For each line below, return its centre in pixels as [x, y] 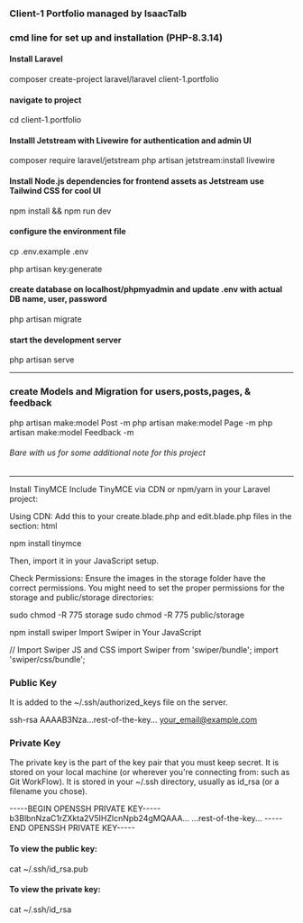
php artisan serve [42, 360]
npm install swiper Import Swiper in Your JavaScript [106, 632]
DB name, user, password [58, 299]
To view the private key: [55, 890]
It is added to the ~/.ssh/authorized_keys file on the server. [119, 702]
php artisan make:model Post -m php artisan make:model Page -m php [141, 423]
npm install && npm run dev [60, 211]
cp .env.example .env [49, 251]
